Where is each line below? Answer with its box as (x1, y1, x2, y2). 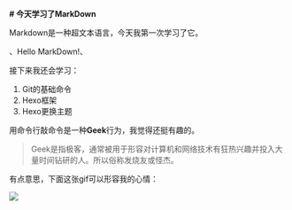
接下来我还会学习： (9, 66, 80, 75)
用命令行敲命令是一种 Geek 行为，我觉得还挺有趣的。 (9, 125, 200, 136)
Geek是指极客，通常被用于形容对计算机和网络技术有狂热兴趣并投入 (30, 144, 276, 154)
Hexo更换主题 (21, 106, 73, 116)
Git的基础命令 (21, 84, 73, 94)
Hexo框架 (21, 95, 58, 105)
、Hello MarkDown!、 (9, 46, 88, 57)
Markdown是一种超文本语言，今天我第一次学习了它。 (9, 27, 204, 38)
